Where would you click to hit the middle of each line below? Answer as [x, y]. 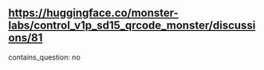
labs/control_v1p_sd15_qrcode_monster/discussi [132, 26]
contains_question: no [45, 57]
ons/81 [26, 38]
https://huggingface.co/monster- [94, 13]
